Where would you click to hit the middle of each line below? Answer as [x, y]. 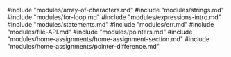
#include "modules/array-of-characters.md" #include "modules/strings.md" [115, 10]
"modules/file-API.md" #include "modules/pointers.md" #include [100, 32]
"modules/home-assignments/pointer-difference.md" [83, 46]
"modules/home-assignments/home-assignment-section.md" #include [109, 39]
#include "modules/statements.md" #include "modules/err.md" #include [111, 24]
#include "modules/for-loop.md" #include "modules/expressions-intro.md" [114, 17]
